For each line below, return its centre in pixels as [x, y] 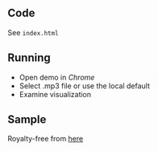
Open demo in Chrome [57, 77]
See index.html [33, 32]
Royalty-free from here [46, 139]
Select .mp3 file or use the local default [84, 86]
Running [29, 58]
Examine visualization [55, 94]
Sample [27, 120]
